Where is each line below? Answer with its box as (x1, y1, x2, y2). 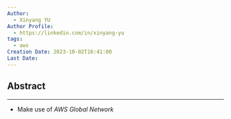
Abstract (7, 80, 46, 92)
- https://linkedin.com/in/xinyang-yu (13, 29, 125, 36)
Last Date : (7, 55, 38, 62)
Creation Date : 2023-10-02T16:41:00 (7, 49, 112, 56)
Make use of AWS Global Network (16, 105, 114, 113)
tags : (7, 36, 23, 43)
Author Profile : (7, 23, 54, 30)
